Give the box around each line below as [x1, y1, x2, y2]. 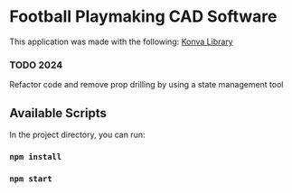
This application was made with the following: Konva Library [9, 36, 233, 47]
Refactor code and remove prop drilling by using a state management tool [9, 79, 284, 90]
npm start [9, 173, 52, 184]
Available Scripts [9, 106, 107, 121]
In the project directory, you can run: [9, 129, 146, 141]
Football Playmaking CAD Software [9, 6, 278, 27]
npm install [9, 152, 62, 161]
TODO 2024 [9, 59, 63, 71]
